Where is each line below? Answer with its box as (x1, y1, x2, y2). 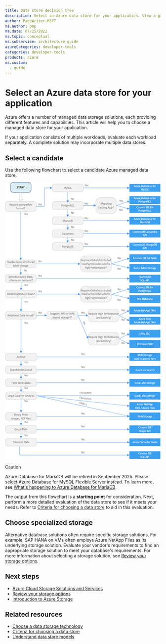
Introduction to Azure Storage (12, 596, 73, 602)
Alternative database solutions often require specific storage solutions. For (5, 532, 157, 538)
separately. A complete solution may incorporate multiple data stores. (5, 139, 147, 145)
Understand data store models (12, 634, 75, 640)
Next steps (5, 572, 40, 581)
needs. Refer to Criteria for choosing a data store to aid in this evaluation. (5, 505, 154, 510)
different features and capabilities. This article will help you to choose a (5, 119, 151, 126)
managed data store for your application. (5, 125, 88, 131)
